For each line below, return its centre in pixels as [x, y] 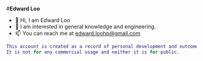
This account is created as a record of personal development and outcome [102, 47]
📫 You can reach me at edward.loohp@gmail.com [78, 33]
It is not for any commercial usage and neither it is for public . [93, 52]
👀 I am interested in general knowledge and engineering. [85, 27]
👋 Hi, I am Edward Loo [43, 20]
